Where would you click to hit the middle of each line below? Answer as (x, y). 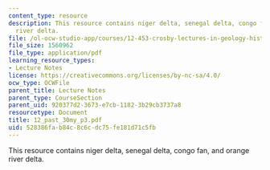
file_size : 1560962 (41, 46)
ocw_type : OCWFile (39, 83)
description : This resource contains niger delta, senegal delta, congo (133, 23)
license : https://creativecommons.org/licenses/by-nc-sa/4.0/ (115, 75)
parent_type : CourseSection (55, 98)
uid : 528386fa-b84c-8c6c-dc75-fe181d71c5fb (82, 127)
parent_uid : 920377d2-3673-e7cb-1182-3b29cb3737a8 (95, 105)
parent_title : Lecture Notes (57, 90)
